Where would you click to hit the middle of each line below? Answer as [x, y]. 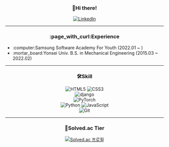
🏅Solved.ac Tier [84, 128]
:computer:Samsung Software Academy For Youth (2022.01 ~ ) [78, 48]
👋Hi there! [84, 8]
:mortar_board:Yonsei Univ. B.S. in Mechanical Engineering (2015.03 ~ [85, 53]
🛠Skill [84, 76]
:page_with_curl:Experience [84, 37]
